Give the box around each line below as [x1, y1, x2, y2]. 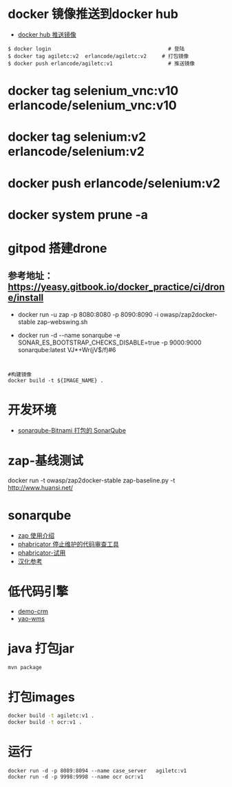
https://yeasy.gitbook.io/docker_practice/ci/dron [8, 281, 225, 293]
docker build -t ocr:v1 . [8, 719, 82, 726]
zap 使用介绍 [17, 531, 54, 540]
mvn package [8, 664, 42, 671]
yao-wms [17, 614, 45, 622]
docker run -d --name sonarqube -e [17, 331, 120, 339]
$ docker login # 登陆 [8, 45, 185, 52]
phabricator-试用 [17, 549, 66, 557]
